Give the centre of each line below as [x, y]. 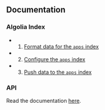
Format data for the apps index [61, 46]
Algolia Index [26, 27]
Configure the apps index [55, 59]
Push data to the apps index [58, 72]
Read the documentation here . [44, 100]
